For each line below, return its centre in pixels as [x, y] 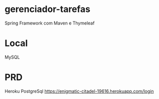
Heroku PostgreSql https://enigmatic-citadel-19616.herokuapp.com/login [79, 91]
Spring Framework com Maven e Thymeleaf [50, 23]
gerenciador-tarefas [48, 9]
